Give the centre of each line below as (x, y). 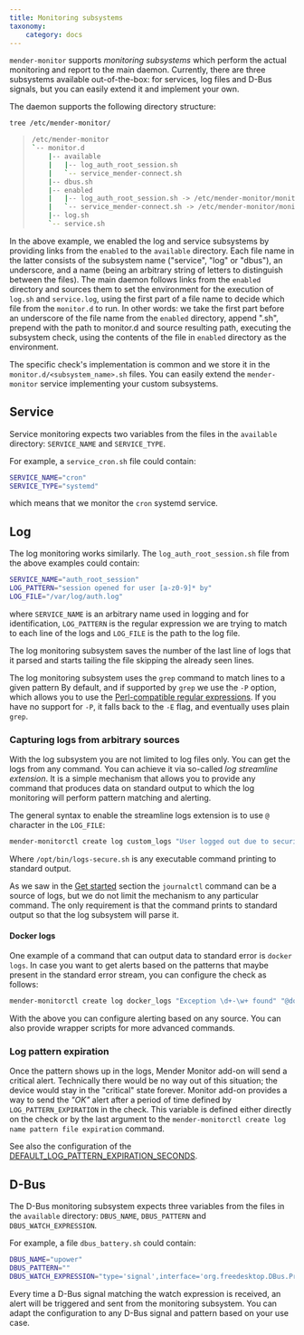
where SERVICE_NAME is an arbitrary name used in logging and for (129, 614)
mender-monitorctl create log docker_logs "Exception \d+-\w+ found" (143, 1001)
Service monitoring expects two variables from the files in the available (143, 434)
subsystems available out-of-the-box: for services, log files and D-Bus (141, 80)
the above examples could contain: (75, 563)
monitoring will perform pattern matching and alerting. (110, 798)
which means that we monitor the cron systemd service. (114, 503)
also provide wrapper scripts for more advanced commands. (122, 1028)
